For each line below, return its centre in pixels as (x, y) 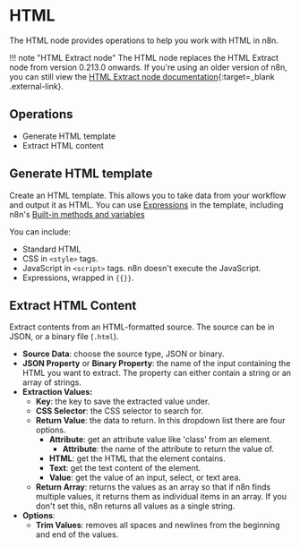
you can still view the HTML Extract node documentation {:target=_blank (142, 76)
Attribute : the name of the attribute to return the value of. (168, 449)
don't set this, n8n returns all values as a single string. (135, 506)
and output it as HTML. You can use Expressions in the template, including (146, 205)
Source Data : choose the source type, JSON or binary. (123, 354)
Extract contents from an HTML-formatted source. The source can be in (142, 327)
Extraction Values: (57, 392)
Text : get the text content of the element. (125, 468)
